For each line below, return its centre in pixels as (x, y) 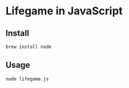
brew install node (28, 47)
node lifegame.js (27, 79)
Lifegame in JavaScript (64, 11)
